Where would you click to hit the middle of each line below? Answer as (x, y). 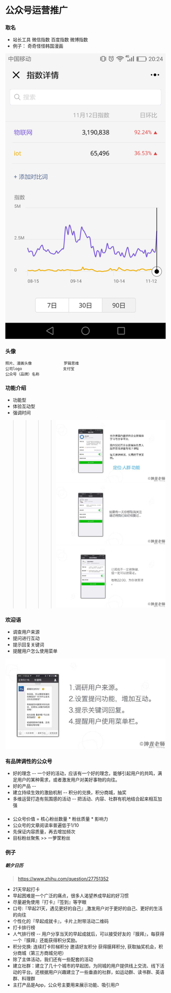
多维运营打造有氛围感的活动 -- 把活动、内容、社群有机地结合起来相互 (85, 799)
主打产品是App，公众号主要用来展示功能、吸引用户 (66, 985)
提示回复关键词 (28, 645)
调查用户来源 (26, 632)
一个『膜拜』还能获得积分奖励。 (46, 940)
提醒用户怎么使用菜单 (35, 651)
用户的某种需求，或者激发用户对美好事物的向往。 (68, 780)
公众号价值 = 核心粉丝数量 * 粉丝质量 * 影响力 (60, 819)
